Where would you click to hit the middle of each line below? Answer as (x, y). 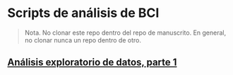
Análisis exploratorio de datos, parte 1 (92, 63)
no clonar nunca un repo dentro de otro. (83, 40)
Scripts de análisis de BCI (83, 13)
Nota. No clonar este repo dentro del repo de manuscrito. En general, (125, 33)
